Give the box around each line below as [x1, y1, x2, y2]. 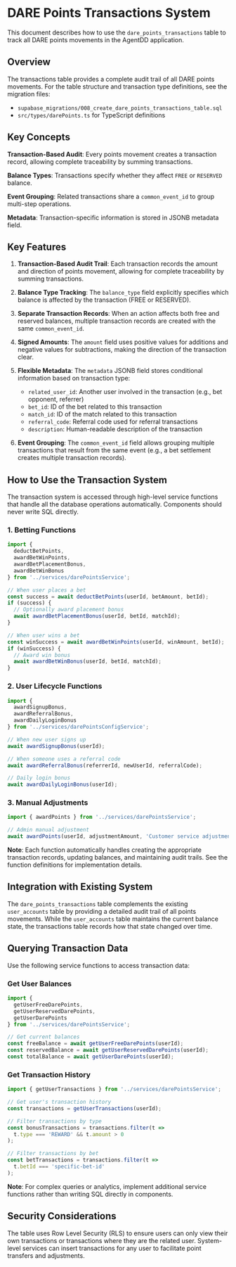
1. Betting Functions [7, 526, 76, 535]
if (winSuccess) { [7, 645, 61, 652]
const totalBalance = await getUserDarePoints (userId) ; [7, 1053, 174, 1060]
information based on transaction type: [17, 374, 131, 383]
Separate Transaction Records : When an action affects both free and [17, 310, 220, 318]
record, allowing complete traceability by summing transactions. [7, 157, 193, 166]
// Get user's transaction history [7, 1099, 112, 1106]
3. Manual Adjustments [7, 798, 88, 808]
